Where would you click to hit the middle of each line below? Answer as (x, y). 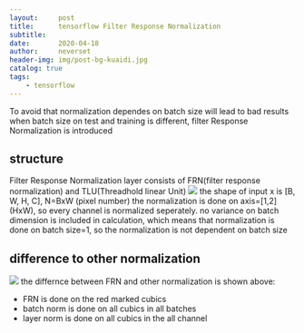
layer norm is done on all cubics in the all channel (115, 318)
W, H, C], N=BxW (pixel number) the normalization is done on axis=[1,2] (143, 201)
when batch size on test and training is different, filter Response (129, 121)
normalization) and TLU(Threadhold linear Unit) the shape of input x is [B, (152, 191)
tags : (20, 77)
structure (36, 159)
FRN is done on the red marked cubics (94, 299)
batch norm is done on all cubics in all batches (109, 309)
